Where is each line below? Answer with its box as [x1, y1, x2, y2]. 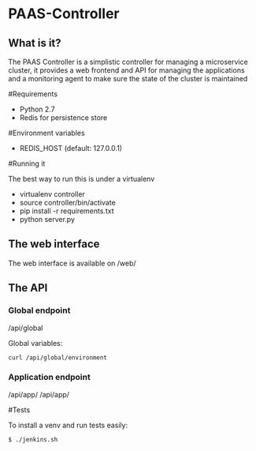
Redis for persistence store [19, 113, 108, 122]
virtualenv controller [19, 190, 85, 198]
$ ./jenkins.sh [8, 435, 58, 443]
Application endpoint [8, 372, 91, 383]
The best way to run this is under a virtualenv [8, 175, 155, 183]
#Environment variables [8, 128, 85, 137]
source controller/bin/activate [19, 198, 116, 207]
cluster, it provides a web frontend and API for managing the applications [8, 66, 246, 75]
